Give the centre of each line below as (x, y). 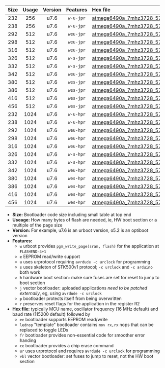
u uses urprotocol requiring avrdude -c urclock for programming (85, 262)
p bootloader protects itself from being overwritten (70, 298)
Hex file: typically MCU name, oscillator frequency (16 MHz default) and (85, 309)
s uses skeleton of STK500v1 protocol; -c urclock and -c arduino (86, 267)
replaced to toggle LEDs (44, 330)
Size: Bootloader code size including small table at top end (72, 215)
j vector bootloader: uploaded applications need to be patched (83, 288)
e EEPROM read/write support (50, 257)
